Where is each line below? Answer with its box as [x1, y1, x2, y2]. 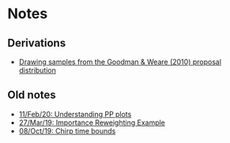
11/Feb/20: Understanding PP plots [18, 109, 132, 119]
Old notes [7, 88, 56, 102]
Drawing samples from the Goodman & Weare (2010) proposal [18, 57, 222, 66]
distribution [18, 66, 57, 75]
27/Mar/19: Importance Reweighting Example [18, 118, 165, 127]
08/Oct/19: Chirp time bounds [18, 126, 116, 135]
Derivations [7, 36, 66, 50]
